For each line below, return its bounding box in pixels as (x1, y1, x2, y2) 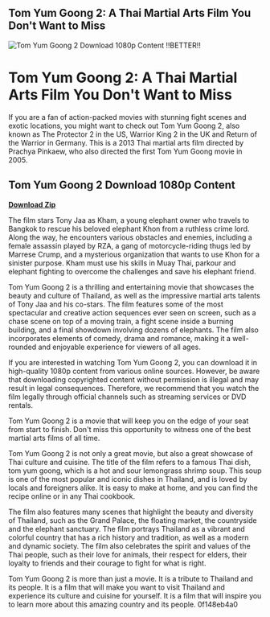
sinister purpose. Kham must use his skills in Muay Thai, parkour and (8, 257, 236, 268)
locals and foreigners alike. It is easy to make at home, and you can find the (8, 483, 259, 492)
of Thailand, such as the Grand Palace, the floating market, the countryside (8, 515, 257, 525)
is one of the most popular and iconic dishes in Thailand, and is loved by (8, 474, 247, 483)
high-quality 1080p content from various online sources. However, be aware (8, 366, 260, 376)
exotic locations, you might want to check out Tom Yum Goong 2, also (8, 121, 240, 130)
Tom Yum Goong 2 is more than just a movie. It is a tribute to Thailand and (8, 574, 253, 583)
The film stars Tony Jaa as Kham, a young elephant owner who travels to (8, 215, 250, 224)
